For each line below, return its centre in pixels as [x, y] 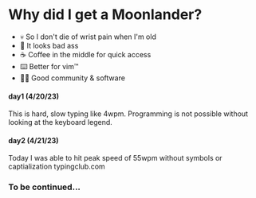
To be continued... [45, 187]
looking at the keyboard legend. [61, 122]
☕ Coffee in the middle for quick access [85, 54]
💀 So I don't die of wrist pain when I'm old [88, 37]
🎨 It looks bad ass [49, 45]
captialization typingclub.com [57, 167]
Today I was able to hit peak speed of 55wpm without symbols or [115, 158]
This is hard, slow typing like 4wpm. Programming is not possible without [128, 114]
